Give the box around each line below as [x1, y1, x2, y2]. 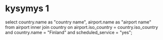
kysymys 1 [5, 3, 49, 14]
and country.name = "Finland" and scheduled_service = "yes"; [5, 29, 132, 35]
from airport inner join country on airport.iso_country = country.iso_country [5, 24, 158, 30]
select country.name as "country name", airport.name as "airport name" [5, 19, 152, 25]
